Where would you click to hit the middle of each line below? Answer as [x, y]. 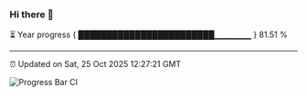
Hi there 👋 [32, 14]
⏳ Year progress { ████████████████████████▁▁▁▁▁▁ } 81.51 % [148, 34]
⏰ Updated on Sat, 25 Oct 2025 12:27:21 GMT [95, 64]
